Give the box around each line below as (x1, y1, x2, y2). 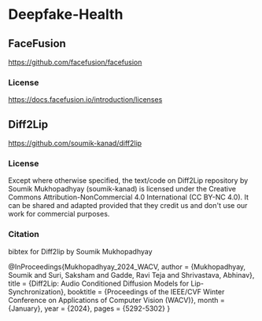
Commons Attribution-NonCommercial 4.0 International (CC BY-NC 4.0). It (8, 192, 249, 202)
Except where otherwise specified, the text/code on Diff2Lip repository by (8, 176, 249, 185)
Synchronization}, (8, 286, 66, 296)
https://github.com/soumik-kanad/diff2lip (8, 139, 142, 148)
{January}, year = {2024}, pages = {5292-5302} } (8, 304, 171, 313)
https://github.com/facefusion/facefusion (8, 57, 142, 67)
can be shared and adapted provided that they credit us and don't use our (8, 201, 248, 210)
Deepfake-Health (8, 5, 124, 24)
